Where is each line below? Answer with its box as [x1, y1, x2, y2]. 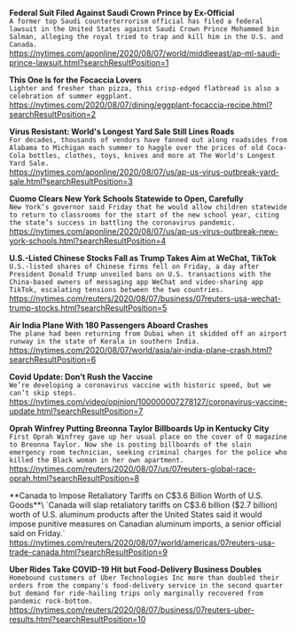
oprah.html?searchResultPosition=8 [9, 473, 140, 483]
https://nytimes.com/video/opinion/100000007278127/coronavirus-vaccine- [9, 397, 288, 407]
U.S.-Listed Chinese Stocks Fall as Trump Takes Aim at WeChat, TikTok [9, 253, 277, 263]
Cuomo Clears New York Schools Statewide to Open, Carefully [9, 194, 244, 203]
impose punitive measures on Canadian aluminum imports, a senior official [9, 518, 282, 529]
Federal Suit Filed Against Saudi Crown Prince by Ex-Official [9, 8, 235, 18]
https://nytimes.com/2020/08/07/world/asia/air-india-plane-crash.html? [9, 345, 273, 355]
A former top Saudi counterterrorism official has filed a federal [9, 17, 264, 26]
